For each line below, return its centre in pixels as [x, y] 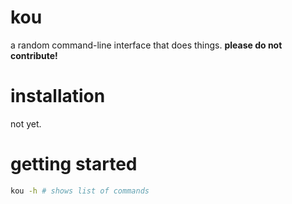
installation [58, 96]
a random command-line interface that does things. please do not [146, 45]
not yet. [26, 123]
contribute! [34, 55]
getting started [74, 164]
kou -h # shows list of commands [80, 191]
